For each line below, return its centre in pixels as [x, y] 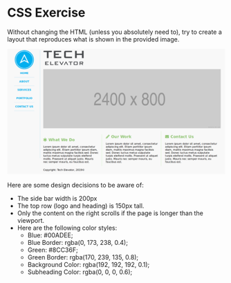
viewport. [31, 221]
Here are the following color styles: [67, 228]
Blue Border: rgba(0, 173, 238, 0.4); [77, 243]
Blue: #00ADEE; [50, 235]
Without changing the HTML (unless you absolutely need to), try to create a [115, 32]
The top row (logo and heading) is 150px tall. [81, 206]
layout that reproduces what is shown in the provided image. [93, 39]
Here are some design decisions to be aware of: [75, 185]
